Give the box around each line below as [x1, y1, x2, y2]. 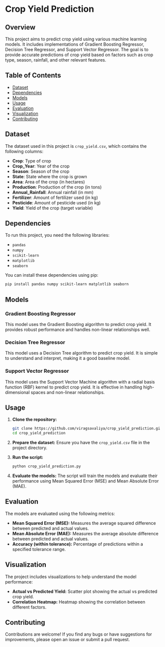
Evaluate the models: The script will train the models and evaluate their [12, 473, 158, 479]
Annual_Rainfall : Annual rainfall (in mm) [12, 189, 94, 195]
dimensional [5, 389, 30, 395]
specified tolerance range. [12, 546, 66, 552]
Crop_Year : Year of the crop [12, 163, 70, 169]
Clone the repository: [12, 417, 57, 422]
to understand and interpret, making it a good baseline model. [5, 356, 131, 361]
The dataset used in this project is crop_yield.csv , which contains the [5, 143, 147, 149]
